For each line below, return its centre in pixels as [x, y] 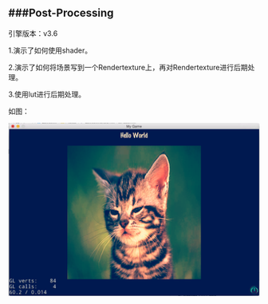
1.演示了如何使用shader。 [50, 50]
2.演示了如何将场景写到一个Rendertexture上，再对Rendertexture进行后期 [128, 67]
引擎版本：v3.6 [33, 33]
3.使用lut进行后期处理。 [47, 94]
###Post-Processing [61, 13]
